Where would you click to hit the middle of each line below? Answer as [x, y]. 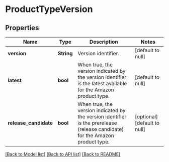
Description [104, 42]
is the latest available [102, 84]
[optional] [147, 117]
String [65, 53]
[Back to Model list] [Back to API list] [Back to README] [63, 154]
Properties [22, 28]
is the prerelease [97, 123]
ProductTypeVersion [49, 9]
